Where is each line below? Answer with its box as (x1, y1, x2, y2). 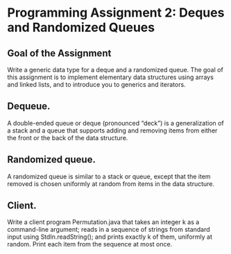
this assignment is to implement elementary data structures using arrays (7, 73, 214, 81)
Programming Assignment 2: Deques (7, 5, 225, 21)
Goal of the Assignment (7, 47, 112, 59)
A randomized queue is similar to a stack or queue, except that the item (7, 172, 211, 180)
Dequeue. (7, 101, 51, 112)
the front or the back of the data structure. (7, 133, 128, 142)
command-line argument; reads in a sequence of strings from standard (7, 226, 210, 234)
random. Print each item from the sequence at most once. (7, 240, 173, 248)
